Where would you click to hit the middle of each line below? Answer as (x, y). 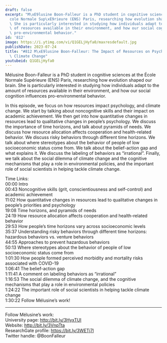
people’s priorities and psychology (40, 205)
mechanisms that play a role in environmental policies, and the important (80, 164)
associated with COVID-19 (32, 263)
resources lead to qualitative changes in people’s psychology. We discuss (81, 121)
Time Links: (17, 179)
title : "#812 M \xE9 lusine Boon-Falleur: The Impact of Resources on (78, 51)
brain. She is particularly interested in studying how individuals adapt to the (82, 86)
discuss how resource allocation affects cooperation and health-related (78, 132)
